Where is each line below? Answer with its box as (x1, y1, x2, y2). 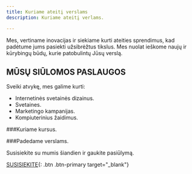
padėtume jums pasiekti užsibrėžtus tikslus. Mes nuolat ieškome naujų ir (6, 43, 187, 50)
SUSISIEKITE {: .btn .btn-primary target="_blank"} (6, 161, 129, 169)
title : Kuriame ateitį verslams (6, 8, 88, 15)
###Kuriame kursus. (6, 125, 58, 133)
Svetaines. (15, 101, 42, 109)
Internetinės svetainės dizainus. (15, 95, 94, 102)
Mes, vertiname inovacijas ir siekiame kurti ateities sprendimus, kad (6, 36, 175, 44)
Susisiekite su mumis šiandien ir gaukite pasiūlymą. (6, 149, 134, 156)
